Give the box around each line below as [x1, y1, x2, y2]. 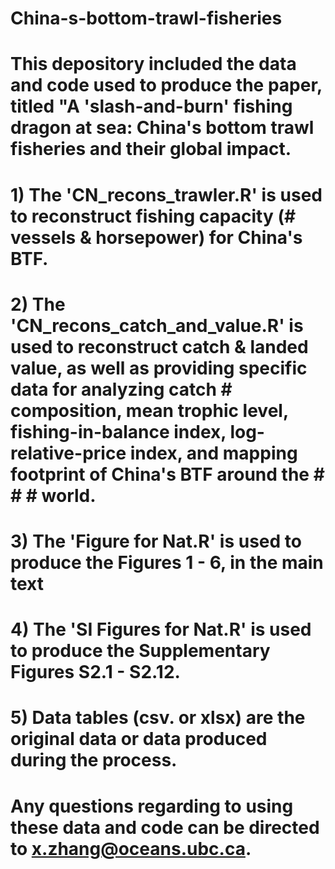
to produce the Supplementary [10, 640, 271, 662]
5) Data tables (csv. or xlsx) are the [10, 707, 306, 729]
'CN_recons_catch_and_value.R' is [10, 314, 304, 337]
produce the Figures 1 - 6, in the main [10, 551, 324, 574]
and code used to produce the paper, [10, 74, 323, 97]
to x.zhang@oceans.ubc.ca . [10, 837, 252, 860]
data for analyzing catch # [10, 378, 233, 401]
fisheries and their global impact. [10, 138, 292, 161]
